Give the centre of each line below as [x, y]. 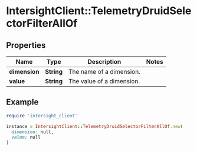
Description [104, 62]
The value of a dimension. [104, 81]
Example [22, 102]
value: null [26, 137]
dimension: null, [33, 132]
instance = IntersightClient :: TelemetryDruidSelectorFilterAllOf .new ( [95, 126]
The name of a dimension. [104, 72]
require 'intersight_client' [42, 116]
